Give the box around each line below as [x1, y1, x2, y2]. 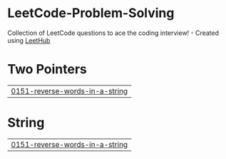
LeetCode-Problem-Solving [7, 5, 175, 21]
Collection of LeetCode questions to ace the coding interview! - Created [7, 29, 220, 37]
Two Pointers [7, 61, 88, 78]
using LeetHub [7, 36, 51, 44]
